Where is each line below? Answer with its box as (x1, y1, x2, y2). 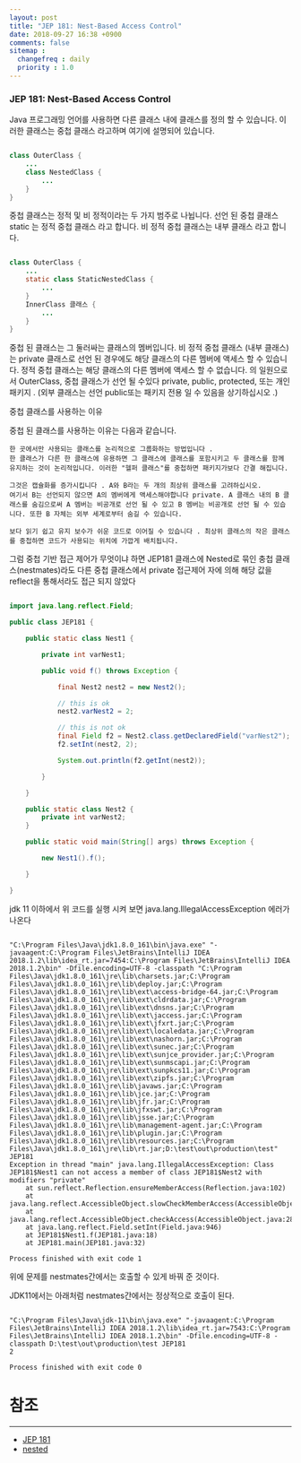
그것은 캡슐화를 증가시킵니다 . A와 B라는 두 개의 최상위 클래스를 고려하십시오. (9, 481, 262, 490)
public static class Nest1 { (25, 634, 134, 644)
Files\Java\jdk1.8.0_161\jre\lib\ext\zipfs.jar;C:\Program (9, 1073, 235, 1083)
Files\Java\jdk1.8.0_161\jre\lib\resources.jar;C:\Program (9, 1136, 235, 1146)
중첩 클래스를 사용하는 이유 (9, 406, 103, 417)
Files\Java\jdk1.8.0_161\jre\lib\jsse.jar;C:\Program (9, 1112, 215, 1121)
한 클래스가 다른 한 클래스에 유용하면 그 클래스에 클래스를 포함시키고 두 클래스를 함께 (9, 454, 285, 463)
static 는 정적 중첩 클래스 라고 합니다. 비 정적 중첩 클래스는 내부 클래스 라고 (9, 221, 271, 232)
